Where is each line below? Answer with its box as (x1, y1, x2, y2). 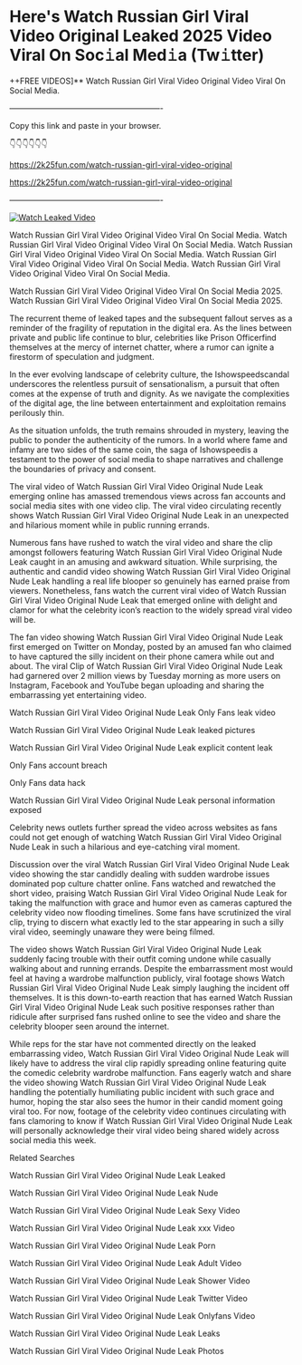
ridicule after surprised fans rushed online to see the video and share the (9, 1011, 281, 1021)
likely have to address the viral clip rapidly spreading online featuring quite (9, 1058, 287, 1069)
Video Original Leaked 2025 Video (9, 25, 273, 46)
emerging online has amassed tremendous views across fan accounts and (9, 490, 287, 501)
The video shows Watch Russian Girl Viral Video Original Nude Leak (9, 944, 262, 954)
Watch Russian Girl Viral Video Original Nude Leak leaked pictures (9, 724, 256, 735)
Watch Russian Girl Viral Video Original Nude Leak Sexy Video (9, 1205, 241, 1215)
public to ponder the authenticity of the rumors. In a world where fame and (9, 434, 288, 445)
